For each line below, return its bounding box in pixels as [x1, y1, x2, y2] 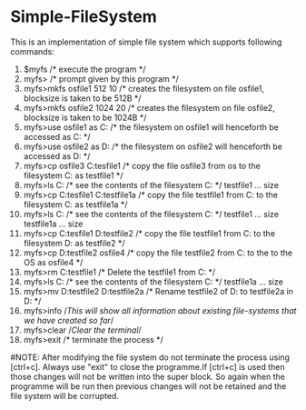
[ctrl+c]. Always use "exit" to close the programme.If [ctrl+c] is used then [10, 361, 285, 372]
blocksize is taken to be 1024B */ [23, 112, 147, 123]
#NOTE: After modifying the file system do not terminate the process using [10, 352, 290, 363]
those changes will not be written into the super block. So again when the [10, 371, 285, 382]
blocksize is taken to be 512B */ [23, 93, 142, 104]
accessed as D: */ [23, 150, 91, 161]
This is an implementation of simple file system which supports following [10, 36, 282, 47]
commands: [10, 45, 55, 56]
